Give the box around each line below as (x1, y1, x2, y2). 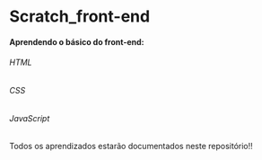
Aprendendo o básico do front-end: (9, 36, 145, 47)
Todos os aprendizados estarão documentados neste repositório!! (9, 141, 253, 152)
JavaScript (9, 112, 50, 123)
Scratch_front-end (9, 6, 151, 27)
